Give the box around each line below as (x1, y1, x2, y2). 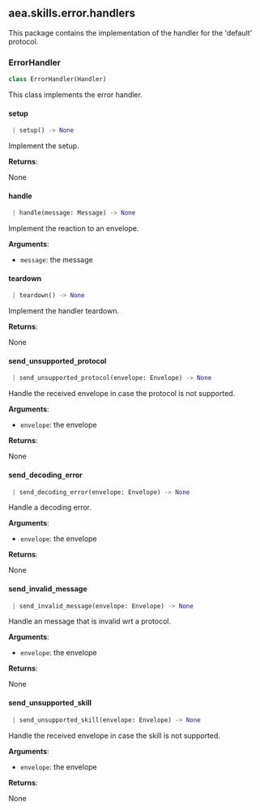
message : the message (19, 255, 93, 265)
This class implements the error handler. (8, 89, 143, 100)
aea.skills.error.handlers (8, 6, 136, 20)
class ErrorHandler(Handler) (8, 75, 107, 83)
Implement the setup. (8, 141, 79, 151)
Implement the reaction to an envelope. (8, 224, 139, 233)
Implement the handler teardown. (8, 306, 120, 316)
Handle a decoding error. (8, 502, 92, 513)
